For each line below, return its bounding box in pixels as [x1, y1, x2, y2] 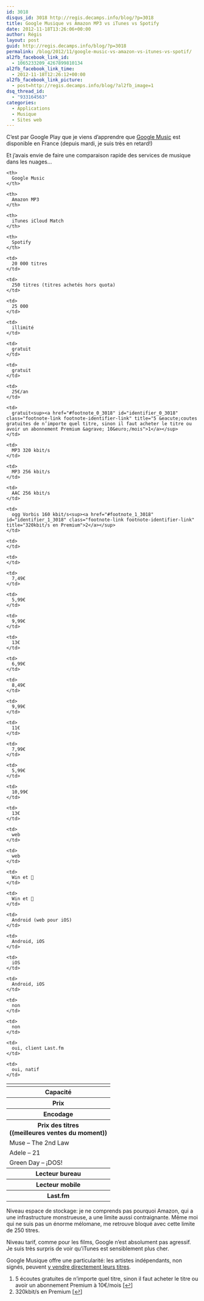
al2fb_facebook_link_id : [6, 54, 69, 60]
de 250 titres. [6, 1227, 40, 1234]
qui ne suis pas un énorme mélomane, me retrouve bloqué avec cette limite [6, 1220, 195, 1228]
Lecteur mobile [35, 1181, 81, 1189]
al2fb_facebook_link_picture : [6, 77, 83, 83]
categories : [6, 99, 37, 106]
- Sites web [12, 116, 43, 123]
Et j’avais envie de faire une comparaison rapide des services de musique [6, 152, 191, 159]
